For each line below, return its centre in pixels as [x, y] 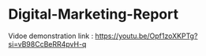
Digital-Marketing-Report [94, 14]
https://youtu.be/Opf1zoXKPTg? [146, 36]
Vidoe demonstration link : [51, 36]
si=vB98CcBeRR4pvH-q [47, 44]
